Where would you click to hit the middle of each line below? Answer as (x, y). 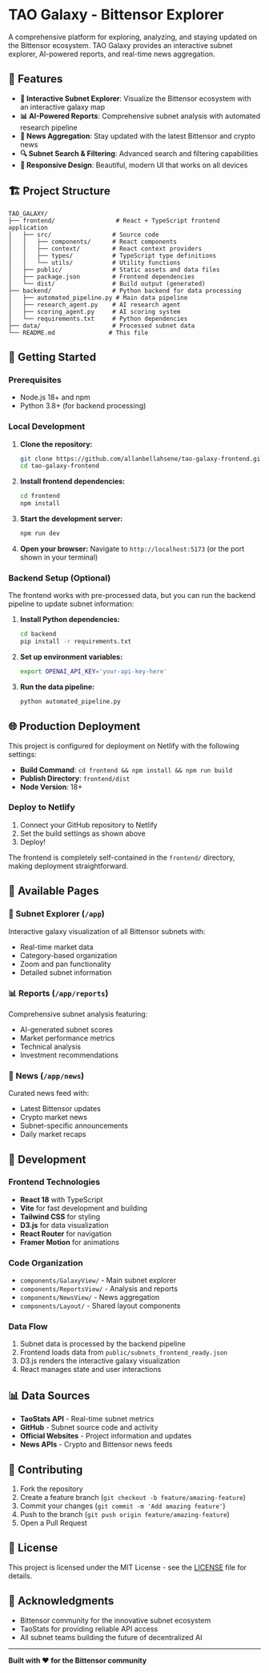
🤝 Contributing (46, 1469)
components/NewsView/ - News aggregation (90, 1298)
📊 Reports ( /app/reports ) (58, 993)
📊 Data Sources (49, 1396)
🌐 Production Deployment (74, 726)
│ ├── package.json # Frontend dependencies (102, 277)
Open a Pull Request (54, 1523)
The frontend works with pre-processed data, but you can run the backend (132, 596)
